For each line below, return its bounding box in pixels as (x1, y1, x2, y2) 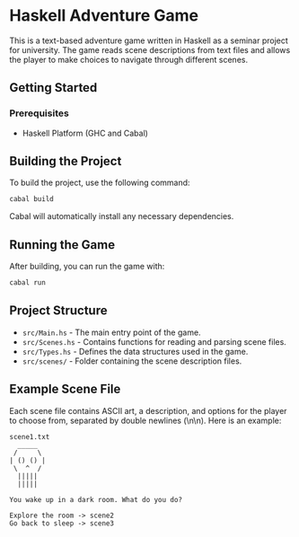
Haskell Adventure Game (9, 5, 199, 26)
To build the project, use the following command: (9, 177, 190, 189)
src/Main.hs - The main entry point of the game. (22, 327, 201, 338)
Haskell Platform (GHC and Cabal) (22, 128, 148, 138)
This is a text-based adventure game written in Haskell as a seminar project (9, 35, 289, 46)
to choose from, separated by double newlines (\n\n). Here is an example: (9, 415, 282, 426)
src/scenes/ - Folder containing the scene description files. (22, 356, 242, 366)
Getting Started (9, 80, 98, 95)
